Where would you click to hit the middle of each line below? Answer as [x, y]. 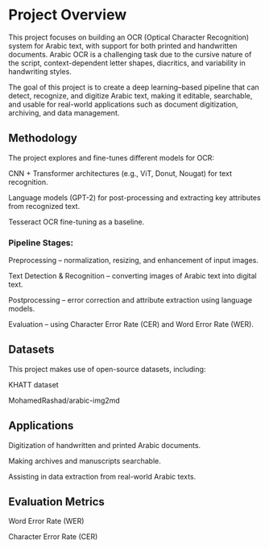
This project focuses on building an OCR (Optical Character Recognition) [129, 37]
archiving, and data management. [64, 113]
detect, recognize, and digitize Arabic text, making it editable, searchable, [130, 95]
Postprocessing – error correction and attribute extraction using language [130, 300]
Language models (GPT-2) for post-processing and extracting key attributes [134, 197]
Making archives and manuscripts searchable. [85, 461]
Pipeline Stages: [41, 242]
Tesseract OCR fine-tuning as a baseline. [77, 222]
